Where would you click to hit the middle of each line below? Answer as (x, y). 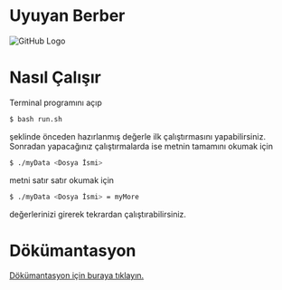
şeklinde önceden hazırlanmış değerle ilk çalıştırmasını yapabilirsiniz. (138, 136)
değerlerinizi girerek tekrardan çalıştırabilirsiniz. (98, 214)
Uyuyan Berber (67, 16)
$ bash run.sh (36, 119)
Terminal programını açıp (56, 102)
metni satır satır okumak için (62, 180)
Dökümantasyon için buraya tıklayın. (77, 275)
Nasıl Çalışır (55, 77)
